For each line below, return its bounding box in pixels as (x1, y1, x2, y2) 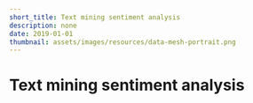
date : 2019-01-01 (9, 29, 74, 38)
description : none (9, 21, 77, 30)
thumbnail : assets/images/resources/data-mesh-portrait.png (9, 37, 237, 47)
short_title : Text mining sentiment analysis (9, 12, 180, 22)
